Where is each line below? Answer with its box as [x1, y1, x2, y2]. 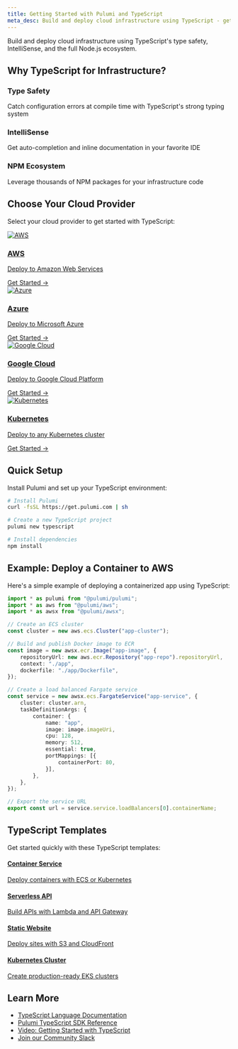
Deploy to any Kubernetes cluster [7, 430, 105, 439]
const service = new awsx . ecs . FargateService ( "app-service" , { [7, 693, 198, 700]
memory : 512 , [45, 739, 84, 746]
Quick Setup [7, 465, 63, 477]
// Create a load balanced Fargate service [7, 687, 138, 694]
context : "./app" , [20, 660, 74, 667]
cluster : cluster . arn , [20, 699, 87, 707]
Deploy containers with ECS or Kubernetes [7, 876, 132, 884]
